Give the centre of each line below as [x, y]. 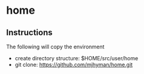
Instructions [29, 33]
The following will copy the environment [55, 47]
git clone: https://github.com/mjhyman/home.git [74, 64]
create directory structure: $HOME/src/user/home [76, 58]
